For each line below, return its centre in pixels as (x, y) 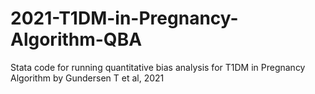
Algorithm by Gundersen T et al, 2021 (87, 78)
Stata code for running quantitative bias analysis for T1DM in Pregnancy (158, 67)
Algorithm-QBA (76, 39)
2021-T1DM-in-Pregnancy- (124, 18)
